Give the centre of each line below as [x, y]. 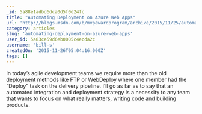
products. [18, 104]
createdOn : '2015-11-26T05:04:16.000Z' [56, 51]
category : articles [31, 28]
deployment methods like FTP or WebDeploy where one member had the [96, 79]
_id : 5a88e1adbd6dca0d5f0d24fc [45, 12]
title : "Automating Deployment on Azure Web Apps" [71, 17]
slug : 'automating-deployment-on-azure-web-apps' [70, 34]
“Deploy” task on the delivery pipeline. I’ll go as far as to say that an [90, 86]
